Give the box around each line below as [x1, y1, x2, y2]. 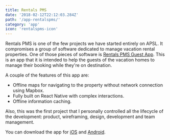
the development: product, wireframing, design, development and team [5, 113, 155, 120]
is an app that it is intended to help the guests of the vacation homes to [5, 57, 155, 63]
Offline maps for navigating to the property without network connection [12, 82, 163, 88]
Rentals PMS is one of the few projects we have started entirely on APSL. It [5, 40, 163, 46]
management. [5, 119, 35, 125]
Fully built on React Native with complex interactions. [12, 93, 125, 99]
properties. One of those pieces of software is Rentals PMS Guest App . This [5, 52, 165, 58]
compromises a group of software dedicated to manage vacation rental [5, 46, 155, 52]
